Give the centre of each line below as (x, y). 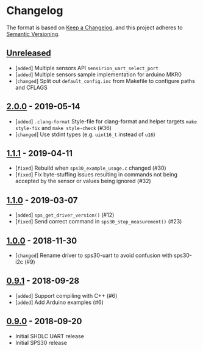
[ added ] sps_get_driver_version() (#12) (65, 215)
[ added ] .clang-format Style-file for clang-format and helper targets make (106, 121)
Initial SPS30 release (41, 342)
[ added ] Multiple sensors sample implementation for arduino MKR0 (98, 74)
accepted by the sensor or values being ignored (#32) (83, 181)
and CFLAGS (31, 87)
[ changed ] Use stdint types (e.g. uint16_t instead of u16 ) (85, 134)
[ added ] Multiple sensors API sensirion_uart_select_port (87, 68)
